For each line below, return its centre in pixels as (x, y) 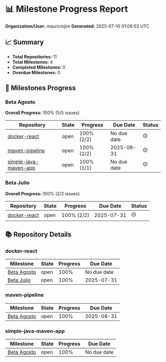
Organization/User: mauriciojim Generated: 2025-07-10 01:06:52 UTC (77, 26)
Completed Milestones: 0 (39, 67)
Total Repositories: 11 (34, 56)
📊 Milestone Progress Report (67, 9)
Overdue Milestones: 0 (36, 72)
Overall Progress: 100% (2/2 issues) (42, 193)
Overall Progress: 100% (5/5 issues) (42, 113)
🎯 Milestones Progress (41, 88)
